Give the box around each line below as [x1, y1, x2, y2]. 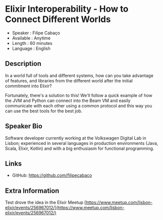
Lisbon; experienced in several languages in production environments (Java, [5, 140, 158, 146]
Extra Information [5, 186, 59, 195]
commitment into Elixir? [5, 83, 52, 89]
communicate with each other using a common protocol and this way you [5, 102, 152, 108]
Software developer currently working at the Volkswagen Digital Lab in [5, 135, 146, 141]
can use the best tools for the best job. [5, 108, 83, 114]
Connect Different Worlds [5, 14, 111, 25]
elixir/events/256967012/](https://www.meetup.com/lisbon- [5, 205, 125, 211]
